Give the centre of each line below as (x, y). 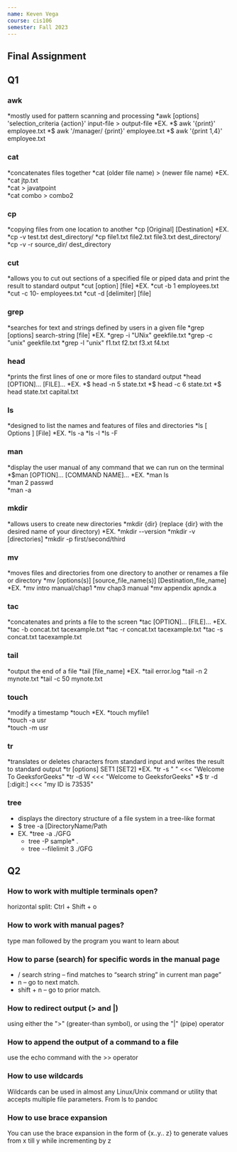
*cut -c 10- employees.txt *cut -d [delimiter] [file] (79, 293)
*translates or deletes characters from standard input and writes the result (116, 762)
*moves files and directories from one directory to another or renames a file (118, 573)
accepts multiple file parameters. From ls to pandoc (83, 1099)
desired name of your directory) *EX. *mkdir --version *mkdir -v (101, 531)
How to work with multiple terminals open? (83, 891)
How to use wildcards (45, 1076)
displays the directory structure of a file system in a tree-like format (116, 818)
